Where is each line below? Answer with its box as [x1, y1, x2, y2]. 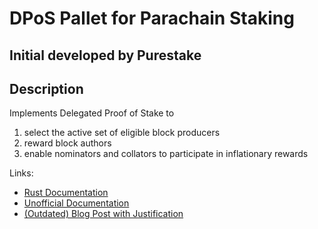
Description [9, 80, 84, 97]
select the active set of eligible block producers [23, 127, 221, 139]
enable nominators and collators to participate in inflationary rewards [23, 148, 309, 160]
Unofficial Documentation [23, 197, 130, 209]
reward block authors [23, 137, 112, 149]
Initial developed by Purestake [9, 47, 202, 64]
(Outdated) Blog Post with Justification [23, 208, 184, 220]
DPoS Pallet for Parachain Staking [9, 7, 295, 30]
